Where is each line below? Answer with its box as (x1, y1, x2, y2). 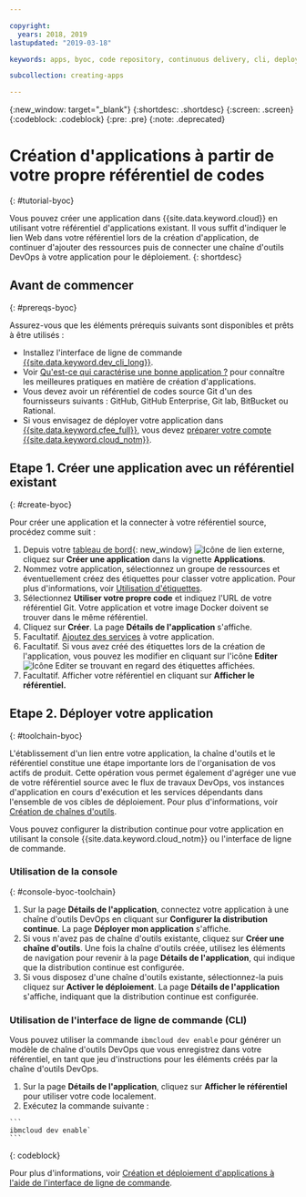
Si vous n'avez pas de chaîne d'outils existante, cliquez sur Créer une (22, 933, 285, 944)
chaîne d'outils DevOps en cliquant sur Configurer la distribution (22, 913, 269, 925)
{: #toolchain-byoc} (9, 730, 83, 741)
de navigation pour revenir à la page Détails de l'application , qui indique (22, 952, 296, 963)
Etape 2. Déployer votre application (9, 706, 214, 721)
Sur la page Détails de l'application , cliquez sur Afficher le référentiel (22, 1081, 288, 1092)
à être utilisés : (9, 329, 65, 340)
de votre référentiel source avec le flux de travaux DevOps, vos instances (9, 776, 285, 788)
